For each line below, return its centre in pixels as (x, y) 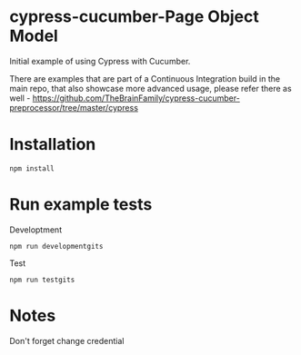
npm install (32, 168)
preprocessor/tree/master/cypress (74, 107)
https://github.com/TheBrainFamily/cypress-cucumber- (136, 98)
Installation (53, 145)
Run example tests (81, 205)
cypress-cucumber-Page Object (134, 17)
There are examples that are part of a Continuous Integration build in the (145, 78)
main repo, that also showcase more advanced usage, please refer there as (151, 88)
